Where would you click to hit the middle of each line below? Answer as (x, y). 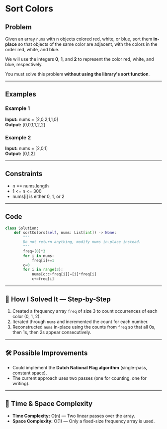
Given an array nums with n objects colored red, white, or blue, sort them (79, 39)
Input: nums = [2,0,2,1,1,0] (32, 119)
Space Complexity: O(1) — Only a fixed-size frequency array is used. (83, 421)
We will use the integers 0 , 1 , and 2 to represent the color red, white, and (80, 59)
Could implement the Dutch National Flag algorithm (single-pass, (80, 367)
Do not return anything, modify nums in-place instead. (82, 242)
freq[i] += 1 (43, 260)
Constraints (24, 174)
